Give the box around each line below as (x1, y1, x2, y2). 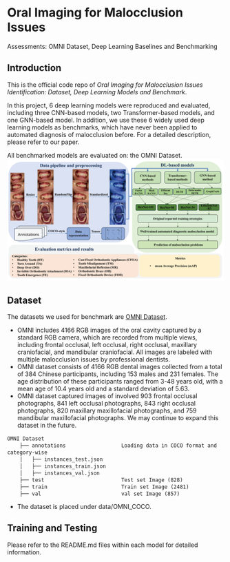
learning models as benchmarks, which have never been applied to (7, 123, 198, 132)
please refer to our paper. (7, 138, 80, 146)
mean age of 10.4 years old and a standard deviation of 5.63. (17, 384, 190, 393)
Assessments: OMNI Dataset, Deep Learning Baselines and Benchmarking (7, 42, 218, 50)
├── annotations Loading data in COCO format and (19, 442, 217, 449)
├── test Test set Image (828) (19, 477, 184, 483)
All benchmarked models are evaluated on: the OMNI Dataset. (7, 151, 182, 159)
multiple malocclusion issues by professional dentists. (17, 355, 171, 364)
